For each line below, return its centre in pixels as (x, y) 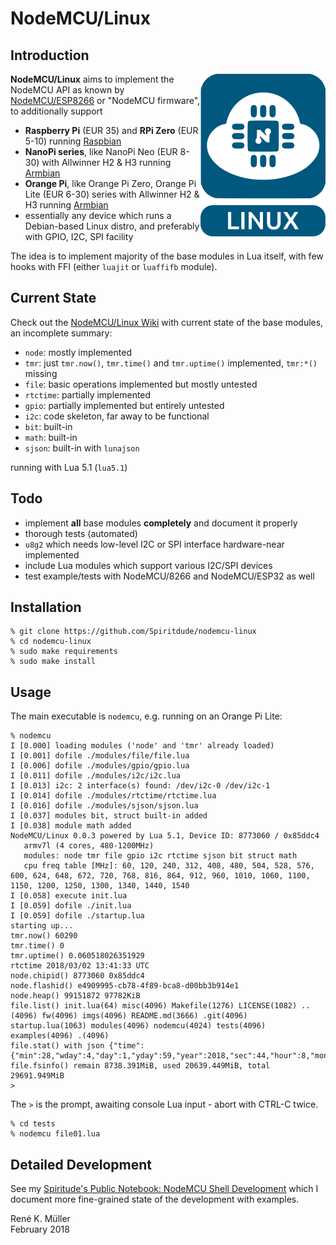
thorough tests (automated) (81, 533)
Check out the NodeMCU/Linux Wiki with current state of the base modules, (167, 322)
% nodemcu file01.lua (55, 1134)
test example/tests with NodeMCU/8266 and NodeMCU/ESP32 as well (169, 576)
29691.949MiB (37, 1076)
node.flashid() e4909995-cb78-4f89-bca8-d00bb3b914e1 (125, 986)
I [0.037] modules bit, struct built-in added (109, 816)
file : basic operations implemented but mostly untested (141, 384)
